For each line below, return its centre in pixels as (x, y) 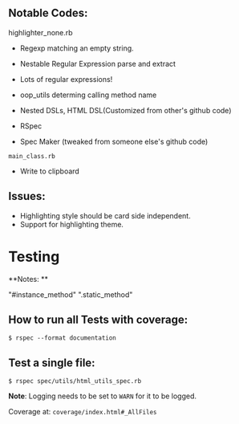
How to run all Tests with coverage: (98, 319)
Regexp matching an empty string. (77, 48)
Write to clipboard (50, 171)
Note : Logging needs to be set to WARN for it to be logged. (103, 396)
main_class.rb (32, 156)
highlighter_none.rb (41, 32)
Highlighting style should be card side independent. (105, 215)
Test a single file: (52, 363)
